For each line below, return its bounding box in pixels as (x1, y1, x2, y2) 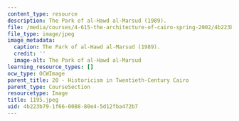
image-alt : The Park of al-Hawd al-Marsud (14, 57, 142, 64)
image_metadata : (7, 37, 55, 44)
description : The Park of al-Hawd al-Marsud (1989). (7, 17, 167, 24)
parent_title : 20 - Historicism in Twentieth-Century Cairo (7, 76, 190, 84)
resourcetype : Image (7, 90, 69, 97)
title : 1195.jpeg (7, 97, 59, 104)
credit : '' (14, 51, 46, 58)
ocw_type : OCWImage (7, 70, 65, 77)
